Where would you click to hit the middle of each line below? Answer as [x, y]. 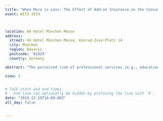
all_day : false [20, 103]
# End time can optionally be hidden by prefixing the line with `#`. [80, 94]
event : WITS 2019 [23, 14]
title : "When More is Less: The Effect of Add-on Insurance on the [75, 9]
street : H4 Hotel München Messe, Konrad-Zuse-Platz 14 [66, 40]
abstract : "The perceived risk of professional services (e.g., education [82, 67]
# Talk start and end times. [34, 89]
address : [14, 36]
